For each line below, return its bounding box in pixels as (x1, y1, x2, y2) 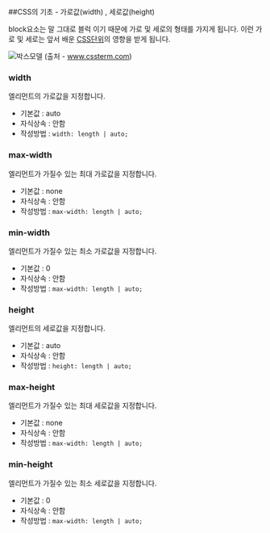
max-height (8, 382, 56, 393)
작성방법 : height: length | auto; (19, 361, 132, 371)
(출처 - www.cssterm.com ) (44, 52, 132, 61)
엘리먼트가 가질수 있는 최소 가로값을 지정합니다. (8, 246, 157, 256)
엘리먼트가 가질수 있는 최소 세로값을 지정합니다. (8, 478, 157, 488)
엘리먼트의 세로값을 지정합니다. (8, 324, 106, 334)
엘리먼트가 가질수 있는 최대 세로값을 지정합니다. (8, 401, 157, 410)
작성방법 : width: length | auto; (19, 128, 129, 139)
